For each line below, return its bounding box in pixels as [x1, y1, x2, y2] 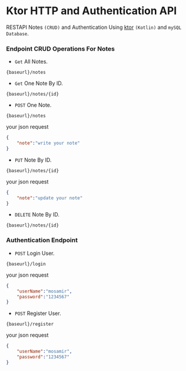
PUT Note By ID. [14, 156, 52, 163]
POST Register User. [14, 310, 61, 317]
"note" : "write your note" [16, 140, 81, 146]
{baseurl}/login [6, 261, 46, 267]
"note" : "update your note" [16, 195, 83, 201]
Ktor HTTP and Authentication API [6, 4, 177, 18]
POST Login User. [14, 249, 55, 257]
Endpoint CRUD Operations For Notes [6, 44, 115, 52]
